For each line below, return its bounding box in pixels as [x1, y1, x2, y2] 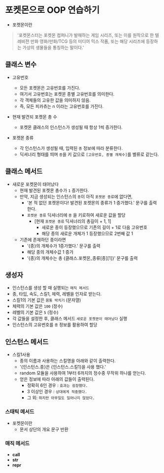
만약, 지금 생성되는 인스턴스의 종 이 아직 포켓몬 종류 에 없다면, [19, 193, 133, 200]
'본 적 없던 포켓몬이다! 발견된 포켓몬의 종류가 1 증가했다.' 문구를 [27, 200, 148, 205]
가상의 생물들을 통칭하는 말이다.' [22, 44, 84, 50]
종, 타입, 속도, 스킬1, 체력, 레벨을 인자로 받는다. [12, 291, 102, 297]
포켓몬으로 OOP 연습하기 [5, 4, 100, 16]
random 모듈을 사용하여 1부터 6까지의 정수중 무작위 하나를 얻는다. [19, 370, 146, 376]
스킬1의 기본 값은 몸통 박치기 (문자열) [12, 297, 81, 303]
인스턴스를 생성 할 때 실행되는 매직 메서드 [12, 285, 90, 291]
